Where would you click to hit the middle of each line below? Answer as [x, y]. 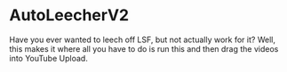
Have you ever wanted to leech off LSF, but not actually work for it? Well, [142, 40]
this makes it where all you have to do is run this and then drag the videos [144, 48]
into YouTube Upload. [49, 58]
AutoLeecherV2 [69, 15]
